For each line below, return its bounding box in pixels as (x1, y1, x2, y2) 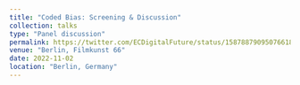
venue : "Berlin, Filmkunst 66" (9, 46, 126, 55)
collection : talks (9, 21, 78, 30)
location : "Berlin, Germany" (9, 63, 118, 72)
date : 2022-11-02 (9, 54, 74, 63)
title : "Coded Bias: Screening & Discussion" (9, 12, 181, 22)
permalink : (9, 37, 50, 47)
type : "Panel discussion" (9, 29, 105, 38)
